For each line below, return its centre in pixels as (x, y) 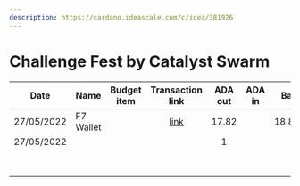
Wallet (88, 127)
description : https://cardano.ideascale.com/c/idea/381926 (121, 17)
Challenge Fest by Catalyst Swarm (140, 61)
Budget (126, 90)
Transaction (176, 90)
